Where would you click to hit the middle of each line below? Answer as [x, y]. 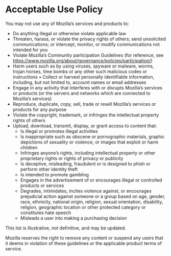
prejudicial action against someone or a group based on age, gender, [93, 196]
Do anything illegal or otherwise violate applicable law [69, 33]
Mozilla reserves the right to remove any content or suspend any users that [84, 238]
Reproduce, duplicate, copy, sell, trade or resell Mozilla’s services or [84, 104]
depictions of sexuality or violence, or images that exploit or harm [89, 142]
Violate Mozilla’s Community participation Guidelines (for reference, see [88, 55]
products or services [42, 185]
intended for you [30, 50]
